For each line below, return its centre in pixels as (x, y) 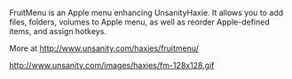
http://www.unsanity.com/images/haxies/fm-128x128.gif (112, 65)
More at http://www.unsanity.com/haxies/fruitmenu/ (104, 48)
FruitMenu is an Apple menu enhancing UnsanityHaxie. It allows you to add (146, 13)
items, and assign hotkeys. (58, 31)
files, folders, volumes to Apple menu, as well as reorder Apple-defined (139, 22)
